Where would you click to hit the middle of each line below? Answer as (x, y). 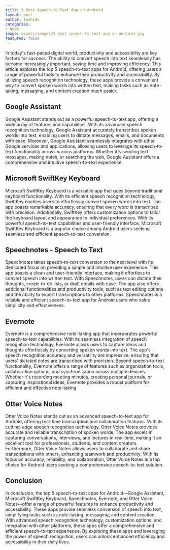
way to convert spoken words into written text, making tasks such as (77, 85)
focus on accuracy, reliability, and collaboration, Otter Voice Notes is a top (83, 459)
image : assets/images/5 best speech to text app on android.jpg (75, 34)
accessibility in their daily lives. (38, 542)
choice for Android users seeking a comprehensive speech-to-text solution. (84, 464)
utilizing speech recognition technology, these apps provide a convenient (82, 80)
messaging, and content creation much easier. (69, 91)
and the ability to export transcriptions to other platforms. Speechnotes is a (84, 295)
